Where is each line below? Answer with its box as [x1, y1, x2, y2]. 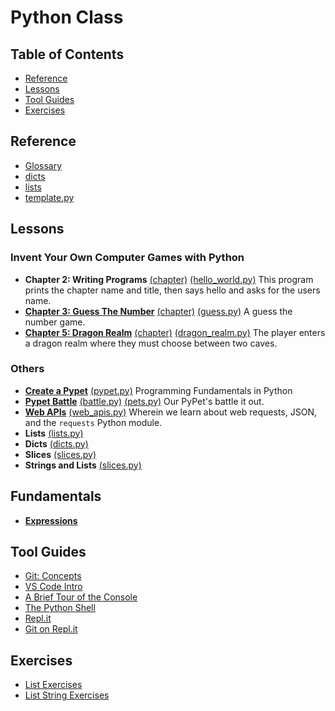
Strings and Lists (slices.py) [24, 459, 142, 471]
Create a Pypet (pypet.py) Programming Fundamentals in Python [24, 384, 293, 396]
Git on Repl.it [24, 623, 78, 635]
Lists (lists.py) [24, 427, 84, 439]
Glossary [24, 159, 63, 171]
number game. [24, 316, 86, 328]
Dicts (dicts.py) [24, 437, 89, 450]
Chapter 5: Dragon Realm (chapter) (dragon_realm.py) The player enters [24, 326, 326, 338]
